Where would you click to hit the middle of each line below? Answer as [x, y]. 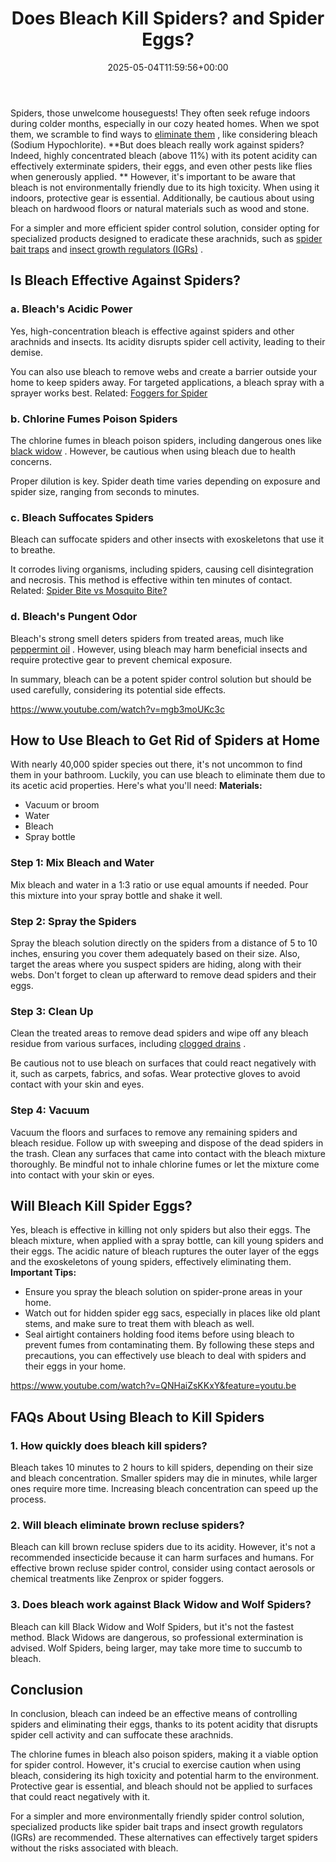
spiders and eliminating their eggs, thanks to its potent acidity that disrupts [164, 1724]
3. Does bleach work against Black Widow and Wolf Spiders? [161, 1605]
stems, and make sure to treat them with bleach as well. [139, 1324]
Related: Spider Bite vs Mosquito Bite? [89, 591]
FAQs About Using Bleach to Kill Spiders [137, 1417]
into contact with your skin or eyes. [82, 1174]
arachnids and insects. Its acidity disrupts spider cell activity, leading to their [168, 341]
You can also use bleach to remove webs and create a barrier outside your [164, 371]
